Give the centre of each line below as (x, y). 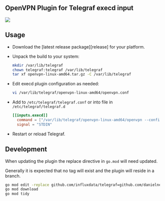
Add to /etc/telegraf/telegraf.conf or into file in (62, 102)
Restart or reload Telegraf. (39, 134)
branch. (13, 176)
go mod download (22, 189)
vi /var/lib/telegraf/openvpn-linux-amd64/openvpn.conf (70, 93)
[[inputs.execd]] (30, 115)
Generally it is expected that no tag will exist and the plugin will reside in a (80, 171)
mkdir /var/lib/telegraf (38, 65)
